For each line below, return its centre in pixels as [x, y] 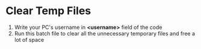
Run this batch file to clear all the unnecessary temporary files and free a [105, 33]
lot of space [29, 40]
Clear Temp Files [48, 11]
